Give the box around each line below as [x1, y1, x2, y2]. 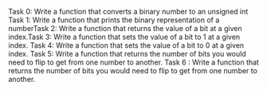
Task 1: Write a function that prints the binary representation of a [8, 15, 220, 25]
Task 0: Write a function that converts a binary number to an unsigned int [8, 7, 249, 16]
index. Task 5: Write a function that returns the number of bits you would [8, 49, 247, 58]
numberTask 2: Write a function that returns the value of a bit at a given [8, 24, 242, 33]
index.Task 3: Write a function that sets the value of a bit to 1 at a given [8, 32, 241, 41]
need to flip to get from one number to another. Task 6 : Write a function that [8, 57, 259, 67]
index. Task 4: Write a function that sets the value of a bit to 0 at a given [8, 41, 245, 50]
